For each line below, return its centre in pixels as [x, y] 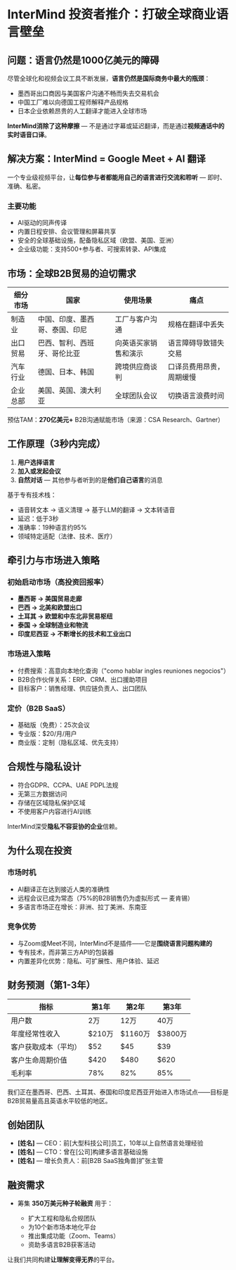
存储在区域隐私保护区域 [51, 802]
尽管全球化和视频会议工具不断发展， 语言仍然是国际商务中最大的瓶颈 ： [109, 78]
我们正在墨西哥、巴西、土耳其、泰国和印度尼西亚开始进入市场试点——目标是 [118, 1092]
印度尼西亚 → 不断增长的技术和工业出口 [74, 634]
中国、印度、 [59, 319]
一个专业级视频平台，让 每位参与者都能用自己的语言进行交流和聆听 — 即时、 [117, 177]
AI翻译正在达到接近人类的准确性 [64, 889]
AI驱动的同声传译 [42, 223]
